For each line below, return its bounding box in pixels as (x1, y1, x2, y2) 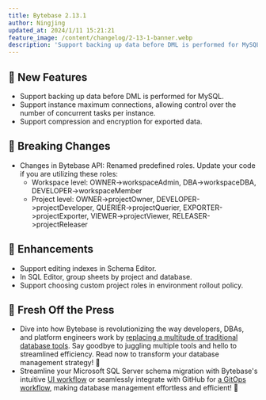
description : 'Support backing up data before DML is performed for (8, 41, 239, 49)
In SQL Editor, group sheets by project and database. (19, 272, 192, 281)
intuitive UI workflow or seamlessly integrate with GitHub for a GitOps (19, 375, 247, 384)
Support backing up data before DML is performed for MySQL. (19, 91, 224, 101)
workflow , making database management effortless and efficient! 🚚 (19, 383, 239, 393)
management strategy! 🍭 (19, 358, 101, 368)
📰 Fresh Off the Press (8, 303, 115, 317)
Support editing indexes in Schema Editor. (19, 263, 157, 273)
